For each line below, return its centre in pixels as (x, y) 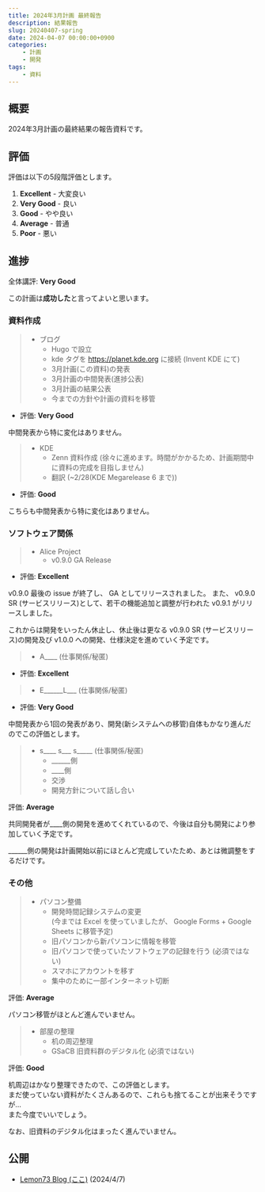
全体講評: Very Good (42, 281)
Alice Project (60, 551)
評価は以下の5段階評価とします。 (62, 177)
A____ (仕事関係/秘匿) (74, 656)
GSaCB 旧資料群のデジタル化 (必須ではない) (123, 1051)
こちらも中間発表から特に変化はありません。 (81, 511)
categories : (28, 45)
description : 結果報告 (43, 23)
